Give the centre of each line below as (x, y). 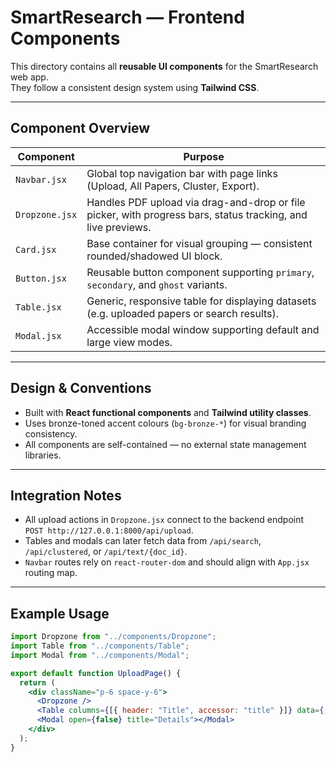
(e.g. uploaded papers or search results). (183, 313)
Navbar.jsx (41, 179)
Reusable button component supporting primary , (200, 272)
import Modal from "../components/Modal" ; (100, 655)
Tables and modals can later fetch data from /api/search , (143, 541)
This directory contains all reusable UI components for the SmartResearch (164, 66)
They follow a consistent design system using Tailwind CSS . (135, 87)
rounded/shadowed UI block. (154, 256)
